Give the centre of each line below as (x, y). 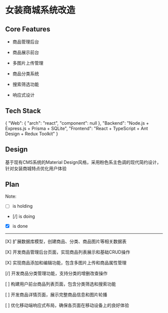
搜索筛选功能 (25, 84)
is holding (22, 206)
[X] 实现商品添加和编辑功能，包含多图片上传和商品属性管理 (66, 262)
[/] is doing (23, 216)
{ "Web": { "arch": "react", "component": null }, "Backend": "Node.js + (77, 123)
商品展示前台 (25, 52)
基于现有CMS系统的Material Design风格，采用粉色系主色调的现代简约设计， (83, 162)
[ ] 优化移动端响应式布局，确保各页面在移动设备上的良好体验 (67, 305)
